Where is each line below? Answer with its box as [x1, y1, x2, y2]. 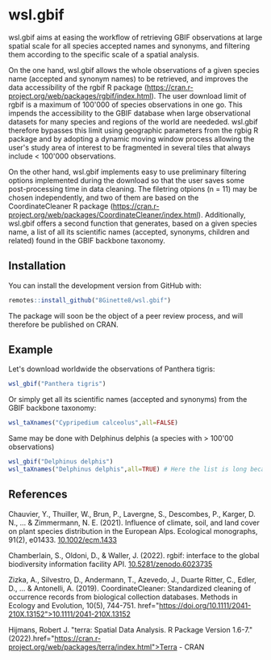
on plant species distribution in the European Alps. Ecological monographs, [8, 526, 258, 535]
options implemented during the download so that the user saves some [8, 176, 244, 185]
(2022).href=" [8, 633, 55, 643]
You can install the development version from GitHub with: [8, 281, 202, 290]
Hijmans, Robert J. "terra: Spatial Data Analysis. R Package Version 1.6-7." [8, 624, 252, 634]
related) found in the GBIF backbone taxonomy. [8, 235, 165, 245]
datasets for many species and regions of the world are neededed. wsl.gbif [8, 116, 258, 126]
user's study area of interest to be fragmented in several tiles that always [8, 142, 252, 152]
